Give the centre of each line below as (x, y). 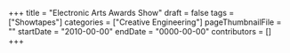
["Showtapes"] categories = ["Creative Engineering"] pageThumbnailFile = (145, 22)
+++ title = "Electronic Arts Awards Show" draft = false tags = (121, 13)
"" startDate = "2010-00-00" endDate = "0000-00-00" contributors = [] (140, 31)
